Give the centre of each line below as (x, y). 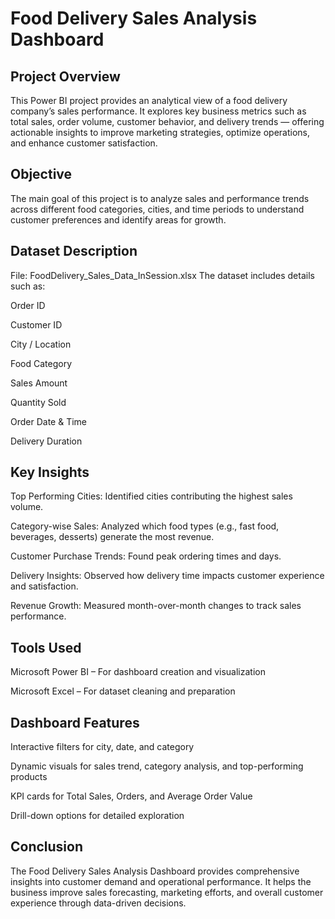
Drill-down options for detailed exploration (97, 816)
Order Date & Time (49, 421)
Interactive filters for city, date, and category (102, 747)
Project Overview (65, 76)
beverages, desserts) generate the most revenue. (112, 537)
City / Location (41, 344)
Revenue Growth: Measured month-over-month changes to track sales (156, 606)
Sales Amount (39, 383)
